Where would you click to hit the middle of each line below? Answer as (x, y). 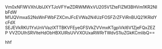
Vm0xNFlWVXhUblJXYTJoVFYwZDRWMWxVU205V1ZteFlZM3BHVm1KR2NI (81, 7)
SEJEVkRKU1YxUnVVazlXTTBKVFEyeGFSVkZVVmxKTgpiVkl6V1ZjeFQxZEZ (80, 28)
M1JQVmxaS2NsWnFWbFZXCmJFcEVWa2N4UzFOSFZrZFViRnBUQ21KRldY (81, 17)
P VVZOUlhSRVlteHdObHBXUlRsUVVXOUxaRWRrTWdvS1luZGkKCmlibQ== (80, 33)
